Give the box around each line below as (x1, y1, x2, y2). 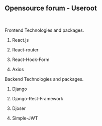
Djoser (12, 105, 26, 111)
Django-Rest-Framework (12, 95, 63, 101)
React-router (12, 46, 39, 52)
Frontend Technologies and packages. (5, 27, 84, 33)
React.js (12, 37, 29, 43)
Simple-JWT (12, 115, 38, 121)
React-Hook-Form (12, 56, 50, 62)
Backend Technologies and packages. (5, 76, 84, 82)
